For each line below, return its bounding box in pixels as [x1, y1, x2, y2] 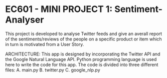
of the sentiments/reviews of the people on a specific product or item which [5, 36, 162, 42]
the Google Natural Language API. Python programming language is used [5, 56, 157, 62]
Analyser [5, 14, 44, 25]
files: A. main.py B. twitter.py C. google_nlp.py [5, 66, 100, 73]
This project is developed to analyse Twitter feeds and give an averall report [5, 30, 162, 36]
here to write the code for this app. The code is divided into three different [5, 61, 158, 67]
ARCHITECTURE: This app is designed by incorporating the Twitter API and [5, 51, 160, 57]
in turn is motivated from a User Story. [5, 41, 84, 47]
